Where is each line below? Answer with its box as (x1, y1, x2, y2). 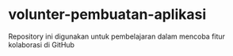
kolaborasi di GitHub (8, 39, 75, 49)
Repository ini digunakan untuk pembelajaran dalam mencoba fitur (8, 32, 226, 41)
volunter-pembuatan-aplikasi (8, 6, 207, 24)
